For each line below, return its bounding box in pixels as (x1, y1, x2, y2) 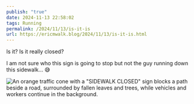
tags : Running (6, 20, 42, 26)
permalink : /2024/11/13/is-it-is (6, 25, 91, 32)
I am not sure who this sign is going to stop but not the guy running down (6, 60, 189, 67)
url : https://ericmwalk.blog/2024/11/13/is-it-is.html (6, 31, 147, 37)
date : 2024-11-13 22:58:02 (6, 15, 74, 21)
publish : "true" (6, 8, 47, 15)
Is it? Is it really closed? (6, 48, 65, 55)
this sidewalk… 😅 (6, 66, 50, 73)
